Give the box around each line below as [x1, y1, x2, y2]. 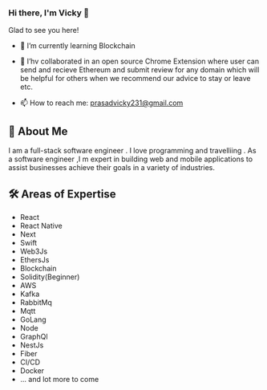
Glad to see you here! [8, 26, 79, 35]
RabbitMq [19, 297, 52, 307]
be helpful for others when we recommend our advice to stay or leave [19, 74, 251, 83]
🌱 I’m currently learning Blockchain [19, 41, 136, 51]
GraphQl [19, 331, 48, 341]
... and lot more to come [19, 374, 99, 384]
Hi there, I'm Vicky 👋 [8, 7, 90, 18]
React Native [19, 221, 63, 230]
